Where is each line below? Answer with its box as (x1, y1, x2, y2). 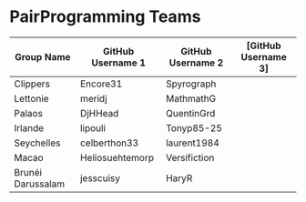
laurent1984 (165, 136, 220, 149)
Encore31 (80, 77, 123, 90)
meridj (80, 92, 107, 105)
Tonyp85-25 (165, 121, 223, 134)
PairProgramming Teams (9, 6, 201, 27)
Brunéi (14, 166, 43, 178)
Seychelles (14, 136, 61, 149)
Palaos (14, 106, 44, 119)
